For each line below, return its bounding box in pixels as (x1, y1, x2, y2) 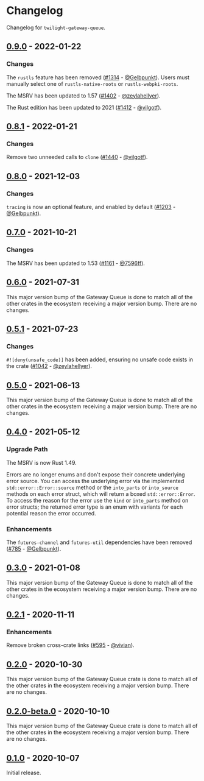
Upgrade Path (6, 445, 48, 454)
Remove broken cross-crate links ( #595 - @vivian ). (6, 641, 135, 649)
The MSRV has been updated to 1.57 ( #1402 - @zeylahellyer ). (6, 92, 161, 99)
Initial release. (6, 769, 41, 776)
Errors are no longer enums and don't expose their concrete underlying (6, 470, 185, 478)
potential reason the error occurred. (6, 509, 96, 517)
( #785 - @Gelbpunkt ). (6, 545, 62, 552)
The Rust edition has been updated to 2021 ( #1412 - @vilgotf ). (6, 104, 162, 111)
